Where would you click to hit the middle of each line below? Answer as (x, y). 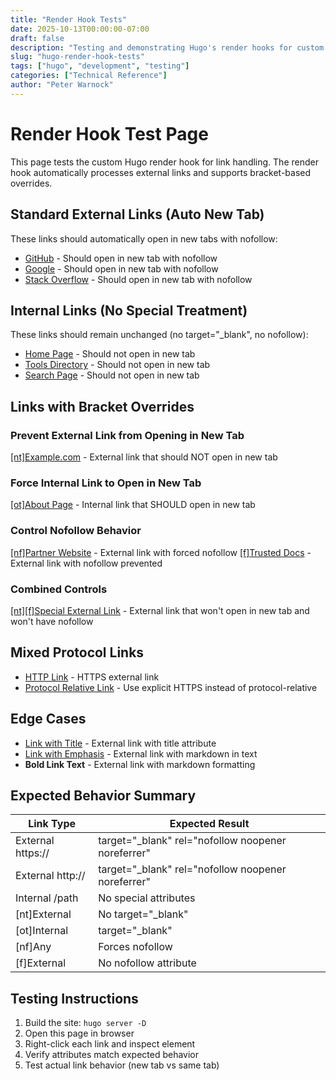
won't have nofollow (52, 621)
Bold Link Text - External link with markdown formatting (140, 764)
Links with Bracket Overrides (102, 406)
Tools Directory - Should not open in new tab (117, 365)
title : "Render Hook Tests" (69, 19)
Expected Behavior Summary (103, 795)
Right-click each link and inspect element (110, 1044)
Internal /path (47, 898)
